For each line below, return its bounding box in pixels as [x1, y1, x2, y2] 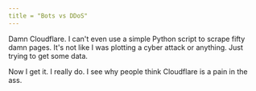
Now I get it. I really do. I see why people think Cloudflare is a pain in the [8, 66, 248, 77]
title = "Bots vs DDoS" [8, 11, 89, 20]
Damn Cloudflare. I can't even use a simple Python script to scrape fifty [8, 34, 246, 43]
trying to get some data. [8, 51, 89, 60]
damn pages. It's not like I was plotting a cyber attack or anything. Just [8, 42, 244, 52]
